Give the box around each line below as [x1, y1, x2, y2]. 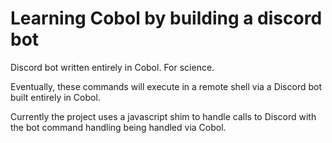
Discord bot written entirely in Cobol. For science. [10, 61, 215, 73]
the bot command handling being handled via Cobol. [10, 121, 227, 133]
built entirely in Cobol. [10, 91, 101, 103]
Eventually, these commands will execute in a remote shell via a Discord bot [10, 80, 322, 92]
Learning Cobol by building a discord [10, 7, 323, 30]
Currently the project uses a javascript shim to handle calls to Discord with [10, 110, 317, 122]
